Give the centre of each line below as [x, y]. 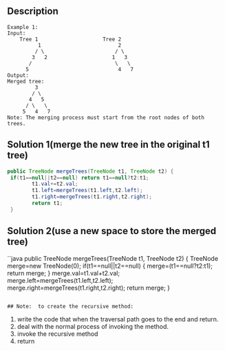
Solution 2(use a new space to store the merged [112, 231]
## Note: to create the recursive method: [71, 306]
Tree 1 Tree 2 [71, 39]
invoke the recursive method [57, 334]
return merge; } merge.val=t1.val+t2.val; [64, 273]
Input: [17, 33]
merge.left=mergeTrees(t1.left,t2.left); [60, 280]
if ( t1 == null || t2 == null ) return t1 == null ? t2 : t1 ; [79, 178]
